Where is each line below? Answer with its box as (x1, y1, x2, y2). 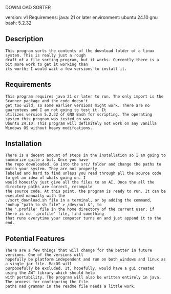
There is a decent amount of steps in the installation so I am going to (5, 153, 166, 158)
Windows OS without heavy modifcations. (5, 125, 93, 131)
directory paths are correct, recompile (5, 185, 93, 190)
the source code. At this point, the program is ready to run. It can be (5, 189, 166, 194)
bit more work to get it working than (5, 62, 88, 67)
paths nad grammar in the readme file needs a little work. (5, 284, 137, 289)
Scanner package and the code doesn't (5, 98, 88, 103)
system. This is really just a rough (5, 52, 86, 58)
